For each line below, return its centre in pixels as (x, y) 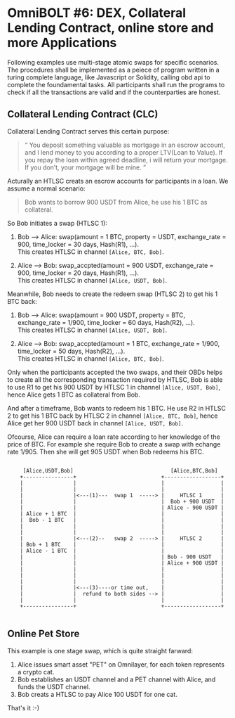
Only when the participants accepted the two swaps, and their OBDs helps (115, 372)
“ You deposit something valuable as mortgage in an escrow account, (125, 145)
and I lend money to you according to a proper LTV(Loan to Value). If (123, 152)
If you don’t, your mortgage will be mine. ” (85, 167)
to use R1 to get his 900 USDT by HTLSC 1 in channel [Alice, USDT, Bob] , (114, 387)
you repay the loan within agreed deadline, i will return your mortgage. (126, 160)
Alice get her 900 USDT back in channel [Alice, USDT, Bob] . (95, 423)
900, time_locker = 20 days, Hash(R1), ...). (78, 273)
